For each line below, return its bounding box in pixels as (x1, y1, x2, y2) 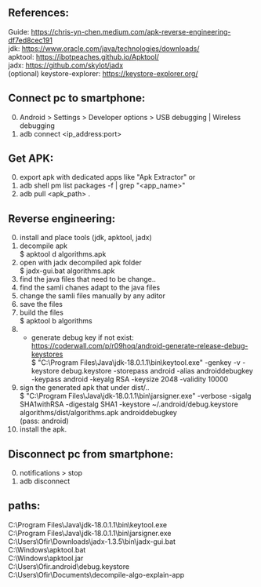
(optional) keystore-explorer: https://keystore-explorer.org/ (8, 68, 198, 78)
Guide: (8, 27, 30, 36)
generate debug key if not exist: (31, 333, 135, 342)
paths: (8, 499, 41, 512)
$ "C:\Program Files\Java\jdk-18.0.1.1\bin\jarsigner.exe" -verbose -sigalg (19, 392, 252, 401)
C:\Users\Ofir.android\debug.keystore (8, 561, 130, 571)
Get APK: (8, 152, 54, 166)
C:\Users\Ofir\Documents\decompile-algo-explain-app (8, 570, 185, 579)
